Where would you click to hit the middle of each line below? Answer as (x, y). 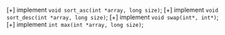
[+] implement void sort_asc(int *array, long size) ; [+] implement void (112, 10)
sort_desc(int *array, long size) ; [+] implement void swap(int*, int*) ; (113, 17)
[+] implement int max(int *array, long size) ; (75, 24)
